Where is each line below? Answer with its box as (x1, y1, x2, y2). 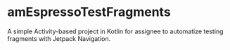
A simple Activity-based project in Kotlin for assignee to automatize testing (7, 27, 224, 35)
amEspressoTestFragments (7, 4, 171, 20)
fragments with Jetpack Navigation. (7, 34, 111, 42)
